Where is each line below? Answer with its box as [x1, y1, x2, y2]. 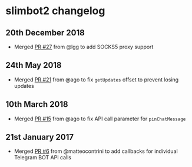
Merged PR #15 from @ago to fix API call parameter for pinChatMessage [14, 115, 186, 122]
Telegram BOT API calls [14, 154, 72, 161]
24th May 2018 [5, 60, 62, 70]
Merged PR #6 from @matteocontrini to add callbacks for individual [14, 148, 178, 155]
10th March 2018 [5, 99, 68, 110]
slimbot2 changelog [5, 4, 105, 18]
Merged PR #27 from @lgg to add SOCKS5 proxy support [14, 43, 154, 50]
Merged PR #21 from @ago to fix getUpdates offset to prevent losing [14, 76, 179, 83]
